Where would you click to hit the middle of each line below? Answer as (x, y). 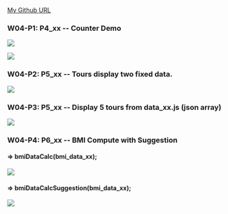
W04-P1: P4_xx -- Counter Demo (64, 28)
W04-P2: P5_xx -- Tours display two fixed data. (90, 74)
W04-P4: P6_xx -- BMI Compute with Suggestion (93, 140)
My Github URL (29, 10)
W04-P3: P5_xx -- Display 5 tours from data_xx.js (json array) (114, 107)
